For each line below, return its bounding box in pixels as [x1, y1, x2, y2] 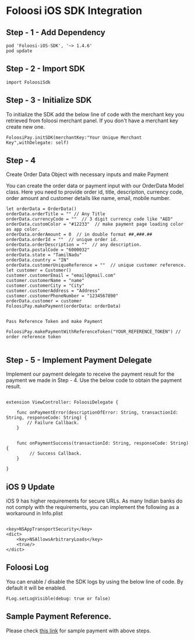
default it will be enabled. [6, 584, 67, 591]
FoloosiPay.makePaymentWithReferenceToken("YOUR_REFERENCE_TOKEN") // [6, 329, 181, 335]
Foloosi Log [6, 563, 49, 573]
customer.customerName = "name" [6, 278, 84, 284]
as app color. [6, 226, 41, 232]
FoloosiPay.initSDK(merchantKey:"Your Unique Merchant [6, 135, 142, 140]
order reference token [6, 334, 61, 340]
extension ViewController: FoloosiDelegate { [6, 400, 118, 405]
